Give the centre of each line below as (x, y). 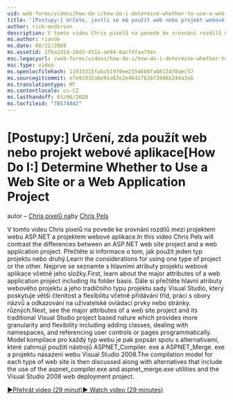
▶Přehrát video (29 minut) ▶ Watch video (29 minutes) (85, 390)
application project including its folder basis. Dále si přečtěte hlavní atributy (115, 280)
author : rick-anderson (40, 26)
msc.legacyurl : (29, 59)
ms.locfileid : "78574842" (44, 104)
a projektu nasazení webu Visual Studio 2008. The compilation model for (110, 354)
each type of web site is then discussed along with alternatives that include (115, 361)
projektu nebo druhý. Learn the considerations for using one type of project (114, 258)
